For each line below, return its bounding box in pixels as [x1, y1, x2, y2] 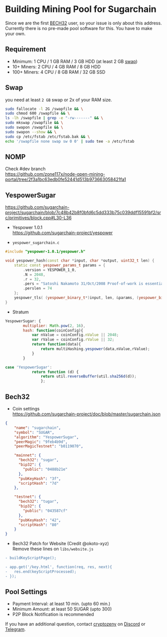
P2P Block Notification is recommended [12, 612, 94, 618]
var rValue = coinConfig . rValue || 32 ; [31, 337, 114, 342]
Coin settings [12, 406, 40, 411]
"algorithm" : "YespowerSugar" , [14, 434, 79, 440]
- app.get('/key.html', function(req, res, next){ [5, 565, 112, 570]
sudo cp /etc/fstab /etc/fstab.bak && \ [5, 134, 90, 139]
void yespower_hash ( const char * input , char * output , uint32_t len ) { [5, 258, 155, 263]
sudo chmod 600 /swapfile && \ [5, 111, 70, 116]
